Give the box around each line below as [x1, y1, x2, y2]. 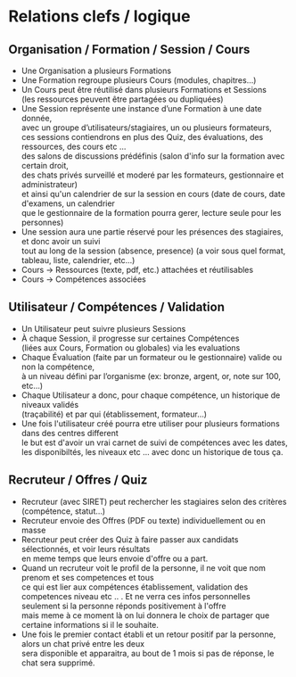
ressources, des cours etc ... [21, 141, 127, 152]
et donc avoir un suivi [21, 236, 101, 246]
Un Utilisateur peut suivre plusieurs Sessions [21, 323, 186, 334]
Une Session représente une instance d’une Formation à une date [21, 103, 262, 113]
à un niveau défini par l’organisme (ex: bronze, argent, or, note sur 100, [21, 370, 282, 381]
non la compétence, [21, 361, 95, 372]
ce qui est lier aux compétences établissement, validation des [21, 582, 249, 592]
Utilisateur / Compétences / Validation [8, 300, 225, 315]
